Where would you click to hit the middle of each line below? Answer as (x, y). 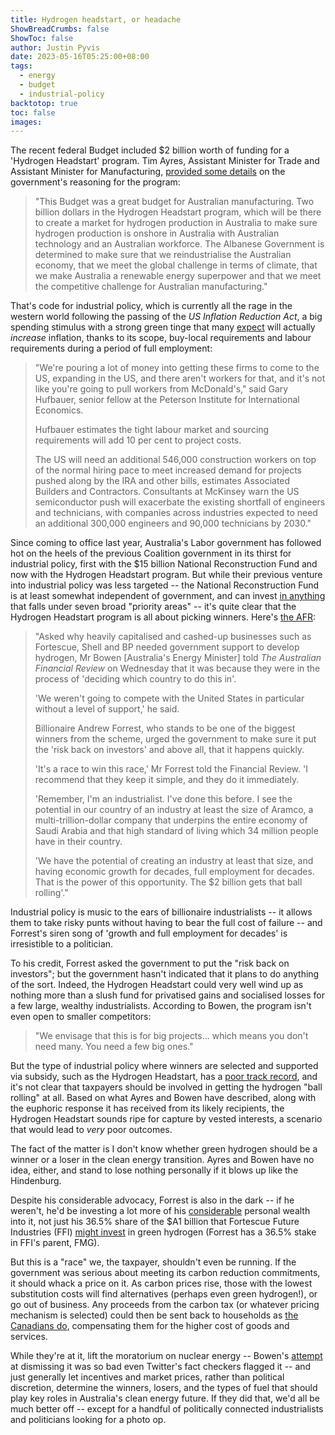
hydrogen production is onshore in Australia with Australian (157, 233)
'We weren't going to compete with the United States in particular (169, 698)
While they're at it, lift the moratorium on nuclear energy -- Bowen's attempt (166, 1356)
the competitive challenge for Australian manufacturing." (151, 287)
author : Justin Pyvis (55, 47)
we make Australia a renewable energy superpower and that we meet (178, 276)
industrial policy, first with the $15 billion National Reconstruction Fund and (164, 564)
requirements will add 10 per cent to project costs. (138, 440)
